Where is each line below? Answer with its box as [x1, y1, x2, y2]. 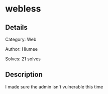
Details [5, 23, 28, 32]
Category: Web [5, 36, 37, 42]
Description [5, 70, 43, 79]
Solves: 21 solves [5, 56, 41, 62]
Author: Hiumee [5, 46, 38, 52]
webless [5, 3, 41, 15]
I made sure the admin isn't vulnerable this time [5, 83, 103, 89]
